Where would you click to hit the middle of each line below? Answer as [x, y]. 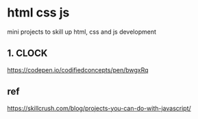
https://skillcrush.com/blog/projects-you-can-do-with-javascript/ [99, 108]
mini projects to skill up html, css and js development [82, 32]
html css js [38, 13]
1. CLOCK [27, 53]
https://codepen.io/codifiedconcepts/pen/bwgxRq [78, 69]
